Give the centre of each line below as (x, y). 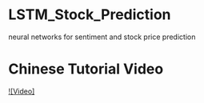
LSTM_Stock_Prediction (90, 15)
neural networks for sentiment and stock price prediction (102, 37)
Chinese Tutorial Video (86, 69)
